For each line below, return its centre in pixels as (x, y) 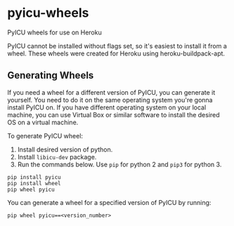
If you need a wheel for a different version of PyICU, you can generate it (111, 92)
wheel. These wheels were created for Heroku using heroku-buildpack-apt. (116, 53)
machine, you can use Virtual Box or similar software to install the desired (113, 114)
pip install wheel (34, 183)
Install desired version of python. (65, 149)
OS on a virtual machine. (43, 122)
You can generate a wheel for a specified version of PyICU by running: (109, 202)
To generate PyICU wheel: (45, 135)
